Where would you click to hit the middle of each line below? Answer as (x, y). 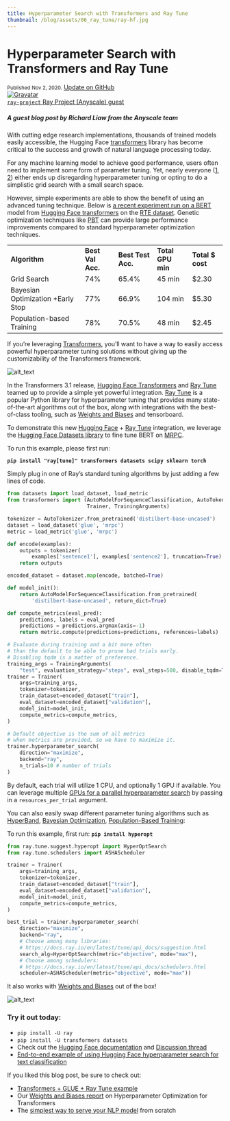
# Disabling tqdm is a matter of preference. (73, 657)
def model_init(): (33, 588)
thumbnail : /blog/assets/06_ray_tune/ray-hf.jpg (78, 20)
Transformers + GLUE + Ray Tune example (77, 1088)
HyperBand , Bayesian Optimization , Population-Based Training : (96, 820)
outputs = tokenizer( (50, 550)
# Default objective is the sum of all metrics (76, 734)
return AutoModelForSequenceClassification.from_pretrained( (108, 594)
